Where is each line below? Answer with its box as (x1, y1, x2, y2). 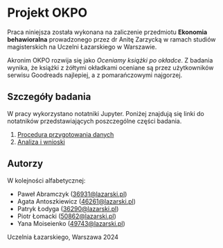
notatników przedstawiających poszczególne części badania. (7, 117, 182, 125)
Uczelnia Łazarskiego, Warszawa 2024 (7, 233, 119, 241)
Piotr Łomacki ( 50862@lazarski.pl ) (17, 212, 116, 220)
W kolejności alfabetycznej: (7, 176, 86, 185)
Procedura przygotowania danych (17, 130, 114, 138)
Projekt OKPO (7, 5, 88, 21)
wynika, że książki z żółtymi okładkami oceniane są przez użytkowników (7, 63, 214, 72)
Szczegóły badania (7, 91, 91, 103)
